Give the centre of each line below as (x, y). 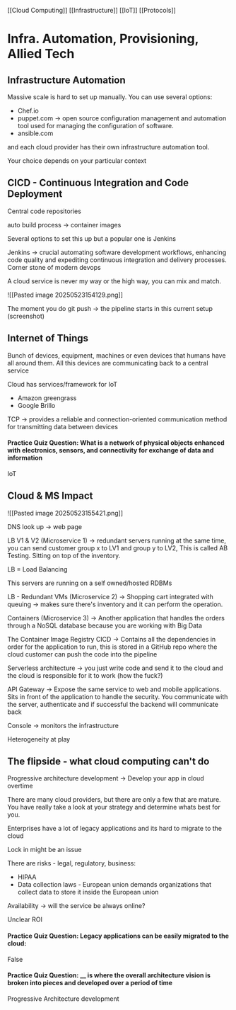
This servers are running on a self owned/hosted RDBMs (90, 583)
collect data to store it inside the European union (88, 892)
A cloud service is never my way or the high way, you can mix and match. (114, 281)
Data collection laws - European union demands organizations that (114, 885)
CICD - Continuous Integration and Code (98, 183)
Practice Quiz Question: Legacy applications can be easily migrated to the (118, 936)
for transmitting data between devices (63, 426)
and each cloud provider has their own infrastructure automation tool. (108, 147)
